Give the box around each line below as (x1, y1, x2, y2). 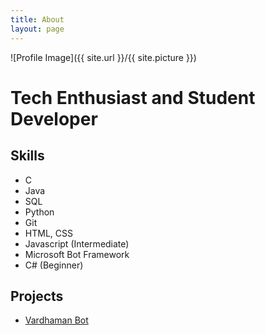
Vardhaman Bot (24, 314, 89, 326)
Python (24, 206, 55, 218)
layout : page (10, 24, 65, 34)
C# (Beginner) (24, 259, 84, 271)
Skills (10, 147, 45, 165)
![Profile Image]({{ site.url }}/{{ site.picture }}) (10, 51, 197, 63)
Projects (10, 287, 64, 305)
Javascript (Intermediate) (24, 237, 130, 250)
